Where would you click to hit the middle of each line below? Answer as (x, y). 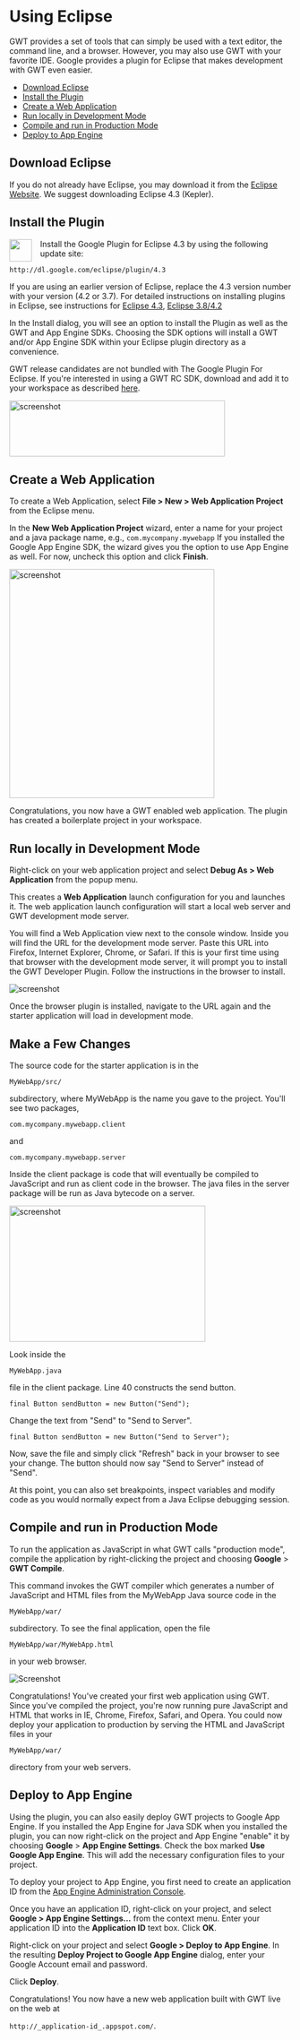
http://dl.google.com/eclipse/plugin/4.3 (88, 270)
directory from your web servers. (70, 1767)
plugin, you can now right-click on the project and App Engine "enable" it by (150, 1836)
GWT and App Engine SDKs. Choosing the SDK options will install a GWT (144, 332)
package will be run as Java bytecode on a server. (102, 1193)
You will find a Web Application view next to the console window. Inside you (149, 934)
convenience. (34, 351)
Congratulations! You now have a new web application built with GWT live (145, 1999)
